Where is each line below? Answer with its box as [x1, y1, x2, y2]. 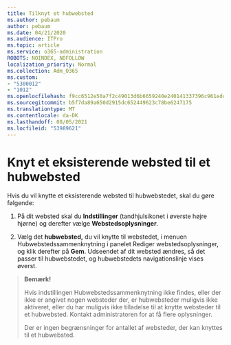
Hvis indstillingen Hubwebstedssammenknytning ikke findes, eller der [23, 289, 221, 297]
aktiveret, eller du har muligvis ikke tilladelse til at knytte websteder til [23, 303, 221, 311]
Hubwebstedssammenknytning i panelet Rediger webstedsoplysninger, [16, 240, 219, 248]
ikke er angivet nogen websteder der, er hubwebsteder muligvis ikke [23, 296, 218, 304]
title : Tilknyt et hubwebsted [7, 10, 94, 17]
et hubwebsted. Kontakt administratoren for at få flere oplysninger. [23, 310, 213, 319]
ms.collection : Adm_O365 [7, 67, 78, 74]
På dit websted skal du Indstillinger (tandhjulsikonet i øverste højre [16, 212, 208, 220]
